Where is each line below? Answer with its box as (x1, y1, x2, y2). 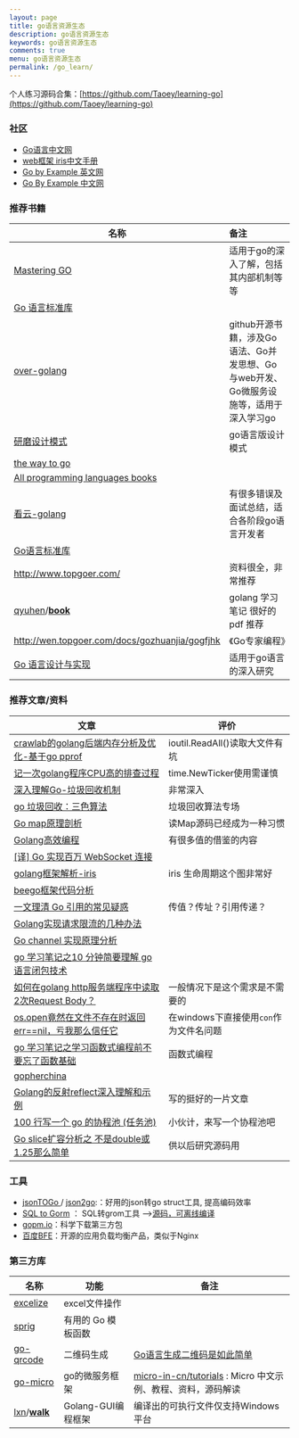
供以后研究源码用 (168, 1139, 240, 1152)
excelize (13, 1297, 49, 1310)
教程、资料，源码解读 (150, 1384, 241, 1396)
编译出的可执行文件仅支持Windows (133, 1400, 280, 1412)
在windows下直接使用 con (168, 1011, 273, 1023)
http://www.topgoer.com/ (13, 567, 121, 580)
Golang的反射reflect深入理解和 (13, 1086, 142, 1098)
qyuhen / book (13, 604, 71, 616)
